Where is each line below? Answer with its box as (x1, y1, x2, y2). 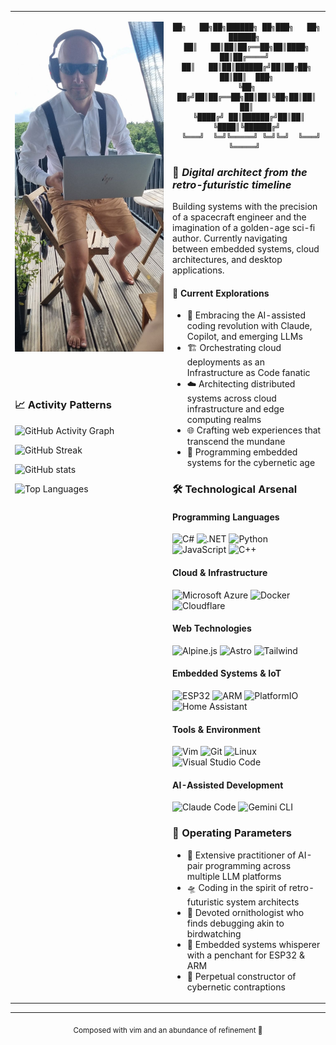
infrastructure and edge (186, 403, 285, 415)
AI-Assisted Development (172, 779, 284, 791)
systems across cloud (186, 392, 277, 405)
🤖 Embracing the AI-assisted (186, 309, 307, 321)
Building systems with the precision (172, 201, 318, 213)
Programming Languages (172, 511, 280, 523)
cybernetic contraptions (186, 981, 286, 993)
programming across (204, 859, 292, 871)
